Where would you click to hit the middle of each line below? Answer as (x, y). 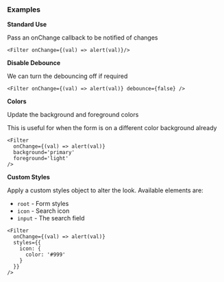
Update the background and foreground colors (73, 115)
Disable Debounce (34, 63)
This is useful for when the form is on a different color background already (112, 128)
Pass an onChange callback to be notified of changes (83, 38)
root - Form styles (43, 204)
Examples (24, 10)
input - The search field (51, 218)
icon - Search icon (43, 211)
